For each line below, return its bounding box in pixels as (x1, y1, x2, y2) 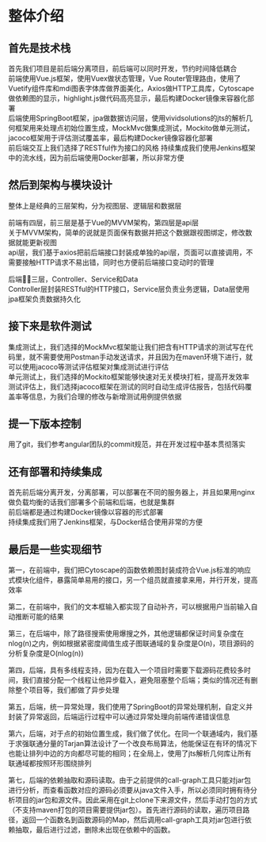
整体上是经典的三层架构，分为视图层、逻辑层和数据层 (8, 201, 182, 210)
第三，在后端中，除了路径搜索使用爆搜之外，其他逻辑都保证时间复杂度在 (8, 629, 244, 638)
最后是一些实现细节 (8, 542, 102, 556)
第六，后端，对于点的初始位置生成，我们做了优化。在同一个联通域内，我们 (8, 729, 251, 738)
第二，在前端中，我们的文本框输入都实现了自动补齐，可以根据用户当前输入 (8, 602, 251, 611)
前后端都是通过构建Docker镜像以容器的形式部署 (8, 507, 164, 517)
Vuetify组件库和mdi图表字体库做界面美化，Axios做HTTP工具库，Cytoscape (8, 84, 255, 93)
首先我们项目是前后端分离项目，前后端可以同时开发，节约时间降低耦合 (8, 64, 237, 73)
